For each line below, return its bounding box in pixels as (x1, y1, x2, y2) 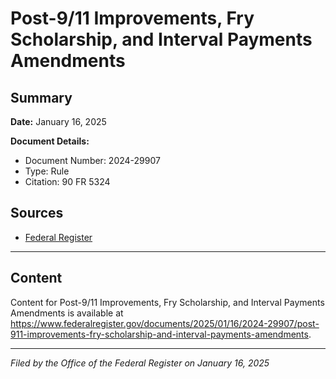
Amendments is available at (10, 307, 124, 319)
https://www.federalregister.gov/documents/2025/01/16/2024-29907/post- (10, 317, 320, 329)
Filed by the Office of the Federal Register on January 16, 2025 (10, 357, 270, 369)
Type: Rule (24, 165, 70, 177)
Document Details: (10, 135, 90, 147)
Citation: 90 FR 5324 (24, 176, 111, 187)
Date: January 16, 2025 (10, 116, 107, 127)
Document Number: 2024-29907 (24, 155, 161, 166)
